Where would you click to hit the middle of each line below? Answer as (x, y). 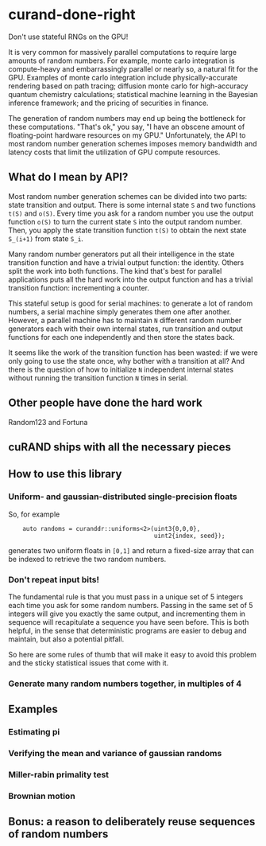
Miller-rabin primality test (59, 775)
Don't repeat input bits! (54, 579)
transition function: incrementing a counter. (79, 287)
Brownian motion (42, 796)
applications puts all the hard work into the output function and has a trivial (131, 279)
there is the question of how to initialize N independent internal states (121, 369)
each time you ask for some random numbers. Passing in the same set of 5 (131, 605)
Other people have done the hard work (105, 403)
